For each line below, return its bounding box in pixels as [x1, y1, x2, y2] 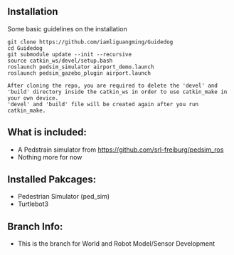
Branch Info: [7, 220, 63, 232]
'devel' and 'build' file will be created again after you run [7, 100, 199, 108]
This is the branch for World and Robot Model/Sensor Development [17, 239, 216, 248]
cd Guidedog [7, 44, 43, 52]
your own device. [7, 94, 59, 102]
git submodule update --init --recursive [7, 51, 132, 58]
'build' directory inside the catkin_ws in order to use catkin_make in [7, 88, 228, 95]
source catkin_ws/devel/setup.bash [7, 57, 113, 64]
